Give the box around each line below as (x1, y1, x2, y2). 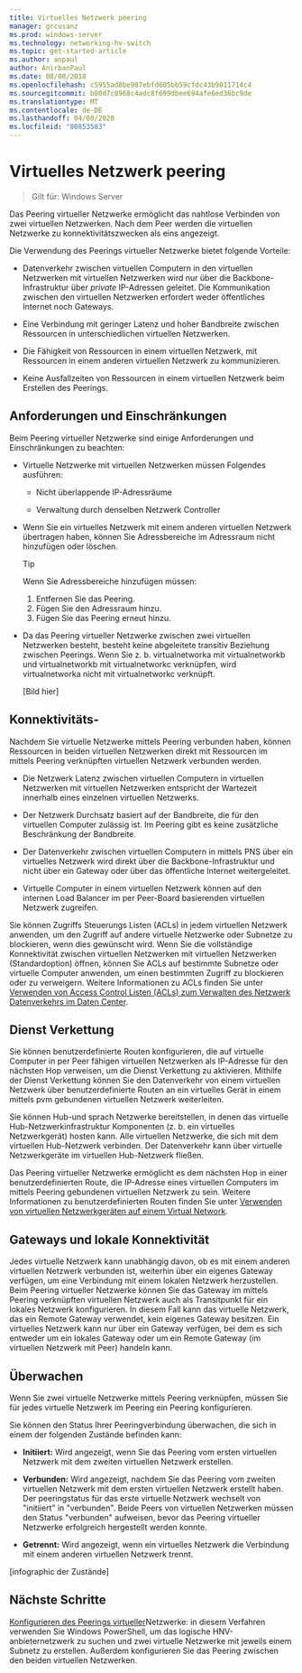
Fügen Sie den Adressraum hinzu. (35, 602, 162, 614)
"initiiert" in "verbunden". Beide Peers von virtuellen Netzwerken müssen (22, 1502, 294, 1513)
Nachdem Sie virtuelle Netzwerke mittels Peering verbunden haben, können (9, 736, 291, 747)
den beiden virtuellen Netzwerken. (9, 1654, 138, 1666)
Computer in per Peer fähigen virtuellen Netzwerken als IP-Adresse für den (9, 1055, 288, 1066)
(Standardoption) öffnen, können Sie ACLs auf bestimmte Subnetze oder (9, 958, 279, 969)
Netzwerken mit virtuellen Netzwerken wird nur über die (22, 272, 232, 283)
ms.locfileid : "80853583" (9, 123, 106, 132)
